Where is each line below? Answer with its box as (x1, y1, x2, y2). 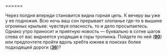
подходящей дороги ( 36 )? (5, 44, 61, 50)
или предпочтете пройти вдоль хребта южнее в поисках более (5, 39, 141, 45)
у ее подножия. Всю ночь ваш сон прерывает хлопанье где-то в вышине (5, 18, 162, 23)
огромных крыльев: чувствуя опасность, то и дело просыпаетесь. (5, 23, 148, 29)
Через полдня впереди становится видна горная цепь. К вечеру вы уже (5, 12, 160, 18)
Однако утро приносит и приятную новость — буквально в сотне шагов (5, 28, 160, 34)
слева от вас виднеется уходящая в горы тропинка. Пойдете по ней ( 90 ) (5, 33, 162, 39)
